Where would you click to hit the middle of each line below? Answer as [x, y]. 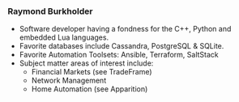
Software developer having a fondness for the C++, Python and [125, 29]
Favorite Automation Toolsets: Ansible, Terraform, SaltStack [119, 55]
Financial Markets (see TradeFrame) [92, 72]
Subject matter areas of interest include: [86, 63]
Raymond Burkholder [50, 11]
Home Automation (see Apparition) [90, 89]
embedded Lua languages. [64, 37]
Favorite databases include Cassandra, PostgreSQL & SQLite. [122, 46]
